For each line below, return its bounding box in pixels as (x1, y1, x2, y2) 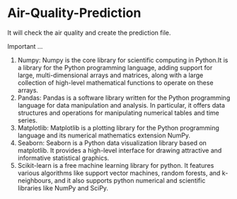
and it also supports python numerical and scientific (54, 176, 206, 185)
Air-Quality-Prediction (7, 5, 141, 21)
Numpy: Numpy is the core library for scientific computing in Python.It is (17, 55, 229, 64)
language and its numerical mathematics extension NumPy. (17, 131, 191, 140)
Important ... (7, 42, 43, 50)
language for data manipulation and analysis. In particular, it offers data (17, 101, 225, 109)
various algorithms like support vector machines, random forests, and (17, 169, 221, 177)
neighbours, (17, 176, 53, 185)
